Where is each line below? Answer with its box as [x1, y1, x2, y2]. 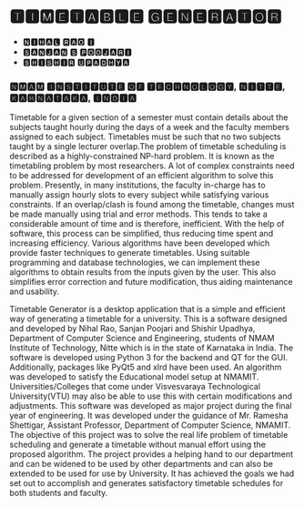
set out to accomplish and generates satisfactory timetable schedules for [9, 478, 284, 489]
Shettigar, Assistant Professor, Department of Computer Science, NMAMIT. [9, 420, 291, 431]
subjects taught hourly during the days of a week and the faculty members [9, 122, 289, 133]
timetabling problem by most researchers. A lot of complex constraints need [9, 160, 295, 171]
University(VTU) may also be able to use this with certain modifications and [9, 390, 293, 401]
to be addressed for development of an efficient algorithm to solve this [9, 170, 275, 181]
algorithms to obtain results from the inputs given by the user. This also [9, 267, 276, 278]
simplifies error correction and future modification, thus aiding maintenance [9, 277, 293, 288]
